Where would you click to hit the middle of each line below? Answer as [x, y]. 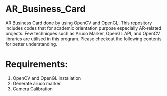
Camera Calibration [32, 89]
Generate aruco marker [37, 83]
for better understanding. [31, 44]
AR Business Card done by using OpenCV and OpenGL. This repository [79, 23]
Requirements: [37, 65]
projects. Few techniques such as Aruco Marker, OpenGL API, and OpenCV [83, 33]
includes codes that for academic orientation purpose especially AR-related [83, 28]
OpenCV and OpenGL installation [47, 78]
